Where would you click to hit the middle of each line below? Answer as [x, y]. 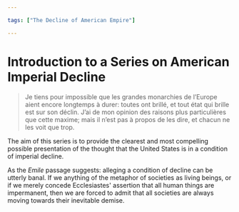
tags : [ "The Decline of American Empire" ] [71, 20]
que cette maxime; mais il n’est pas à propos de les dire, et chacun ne [127, 119]
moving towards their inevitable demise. [66, 200]
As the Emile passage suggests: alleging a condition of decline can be [110, 170]
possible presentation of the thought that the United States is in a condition [118, 148]
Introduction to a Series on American [118, 62]
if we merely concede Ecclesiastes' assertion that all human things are [111, 185]
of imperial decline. [36, 156]
